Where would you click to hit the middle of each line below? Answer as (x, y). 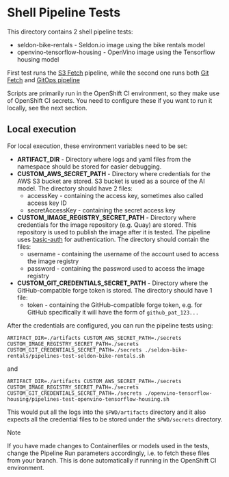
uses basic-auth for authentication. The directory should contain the (113, 239)
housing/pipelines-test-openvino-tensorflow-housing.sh (88, 399)
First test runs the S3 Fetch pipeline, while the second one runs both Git (108, 73)
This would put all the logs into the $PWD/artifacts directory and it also (107, 412)
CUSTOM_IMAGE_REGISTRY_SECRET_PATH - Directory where (106, 217)
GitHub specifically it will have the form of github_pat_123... (113, 312)
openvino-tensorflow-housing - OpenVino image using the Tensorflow (116, 52)
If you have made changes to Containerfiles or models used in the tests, (108, 445)
